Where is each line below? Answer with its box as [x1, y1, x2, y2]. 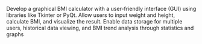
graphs [6, 31, 24, 38]
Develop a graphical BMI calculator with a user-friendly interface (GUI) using [6, 5, 197, 12]
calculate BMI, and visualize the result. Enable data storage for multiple [6, 18, 183, 25]
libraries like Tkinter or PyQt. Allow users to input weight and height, [6, 11, 175, 19]
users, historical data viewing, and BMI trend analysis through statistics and [6, 24, 194, 31]
